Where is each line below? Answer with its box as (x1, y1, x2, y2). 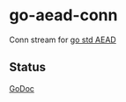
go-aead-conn (9, 5, 118, 25)
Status (9, 60, 47, 75)
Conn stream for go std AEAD (9, 34, 116, 45)
